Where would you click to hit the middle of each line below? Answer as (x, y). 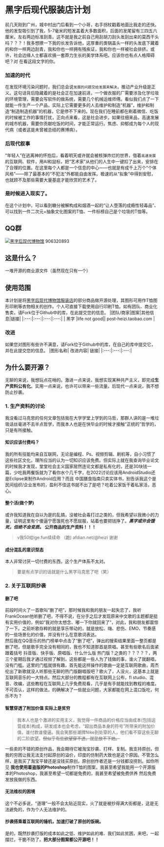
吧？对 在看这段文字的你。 (31, 61)
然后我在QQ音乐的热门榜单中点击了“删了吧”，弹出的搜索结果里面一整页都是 (81, 641)
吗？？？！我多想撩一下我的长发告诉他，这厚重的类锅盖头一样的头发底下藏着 (82, 43)
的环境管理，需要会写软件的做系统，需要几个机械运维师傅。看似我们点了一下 (82, 99)
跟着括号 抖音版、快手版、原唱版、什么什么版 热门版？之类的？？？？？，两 (81, 653)
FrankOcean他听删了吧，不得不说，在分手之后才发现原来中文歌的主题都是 (79, 616)
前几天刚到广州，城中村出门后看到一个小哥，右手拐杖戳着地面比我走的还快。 (82, 25)
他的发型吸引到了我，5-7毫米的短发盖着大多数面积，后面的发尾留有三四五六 (81, 30)
